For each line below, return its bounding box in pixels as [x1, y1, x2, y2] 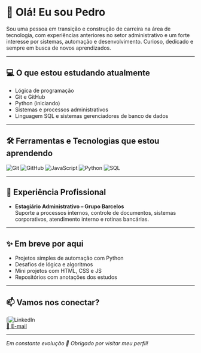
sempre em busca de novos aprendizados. [6, 44, 112, 51]
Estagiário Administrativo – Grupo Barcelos [14, 203, 124, 210]
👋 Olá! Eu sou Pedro [6, 5, 106, 19]
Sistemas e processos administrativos [14, 106, 109, 113]
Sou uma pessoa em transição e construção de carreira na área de [6, 25, 171, 32]
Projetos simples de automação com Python [14, 254, 124, 262]
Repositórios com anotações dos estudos [14, 273, 118, 281]
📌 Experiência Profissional [6, 187, 106, 197]
